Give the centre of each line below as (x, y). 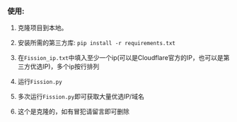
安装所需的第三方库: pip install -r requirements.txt (96, 43)
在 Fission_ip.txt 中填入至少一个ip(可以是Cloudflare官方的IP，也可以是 (121, 58)
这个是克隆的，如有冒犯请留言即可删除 (73, 111)
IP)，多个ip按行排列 (71, 67)
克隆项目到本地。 (42, 28)
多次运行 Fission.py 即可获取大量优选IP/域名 (81, 97)
